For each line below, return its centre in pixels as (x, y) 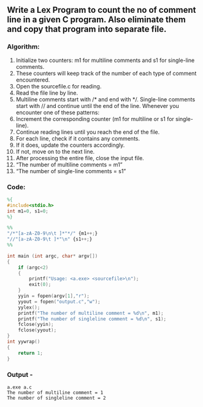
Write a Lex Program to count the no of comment (101, 10)
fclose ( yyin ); (36, 325)
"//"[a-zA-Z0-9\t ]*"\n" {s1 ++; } (50, 239)
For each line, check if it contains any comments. (78, 138)
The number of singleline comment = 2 (56, 398)
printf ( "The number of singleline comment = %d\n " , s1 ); (92, 319)
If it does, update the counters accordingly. (70, 145)
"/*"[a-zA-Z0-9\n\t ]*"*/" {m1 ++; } (52, 234)
